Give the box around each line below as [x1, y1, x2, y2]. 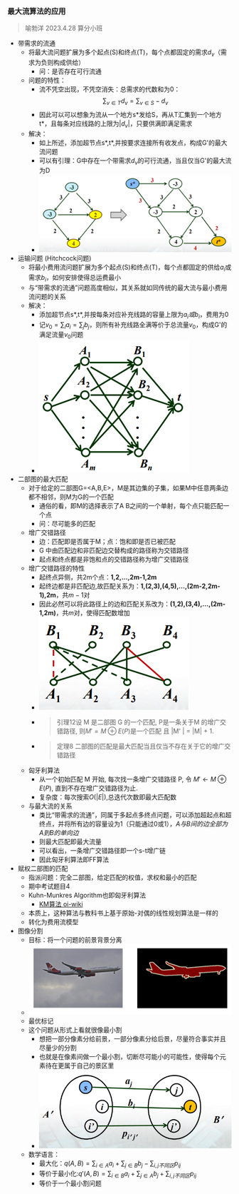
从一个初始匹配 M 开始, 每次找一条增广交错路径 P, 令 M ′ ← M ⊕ [38, 775, 227, 784]
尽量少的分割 [38, 1043, 77, 1052]
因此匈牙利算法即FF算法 [38, 855, 109, 864]
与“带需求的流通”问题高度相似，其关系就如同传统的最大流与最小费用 [28, 283, 228, 292]
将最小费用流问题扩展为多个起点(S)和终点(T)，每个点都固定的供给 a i [28, 263, 225, 273]
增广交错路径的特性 [28, 564, 85, 572]
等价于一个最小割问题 [38, 1179, 102, 1188]
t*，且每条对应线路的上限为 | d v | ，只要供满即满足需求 [38, 119, 193, 129]
